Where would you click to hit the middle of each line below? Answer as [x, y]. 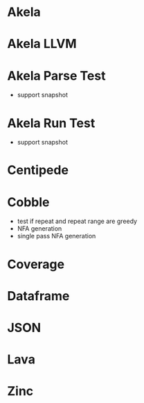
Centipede [38, 170]
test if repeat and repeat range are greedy [77, 221]
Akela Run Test [51, 123]
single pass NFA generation [56, 236]
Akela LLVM [42, 44]
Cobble [28, 202]
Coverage [36, 264]
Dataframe [38, 296]
